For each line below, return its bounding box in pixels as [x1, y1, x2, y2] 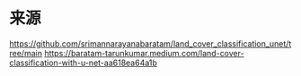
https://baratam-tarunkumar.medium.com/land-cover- [44, 47, 244, 58]
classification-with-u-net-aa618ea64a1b [9, 57, 157, 68]
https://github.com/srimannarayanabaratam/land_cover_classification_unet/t [9, 38, 292, 49]
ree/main [9, 47, 43, 58]
